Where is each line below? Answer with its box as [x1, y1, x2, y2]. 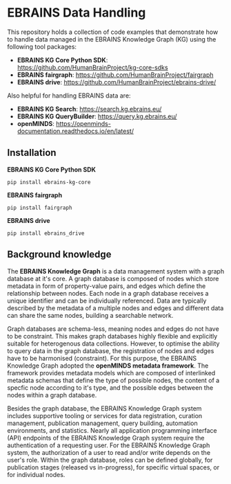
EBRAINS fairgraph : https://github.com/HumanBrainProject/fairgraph [17, 71, 214, 79]
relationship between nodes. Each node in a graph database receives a [7, 289, 209, 297]
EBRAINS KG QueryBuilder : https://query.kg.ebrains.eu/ [17, 112, 177, 120]
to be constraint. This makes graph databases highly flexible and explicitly [7, 332, 218, 340]
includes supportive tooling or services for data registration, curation [7, 411, 203, 420]
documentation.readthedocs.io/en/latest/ [17, 127, 134, 135]
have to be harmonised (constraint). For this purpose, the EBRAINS [7, 354, 197, 362]
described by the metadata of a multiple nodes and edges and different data [7, 303, 224, 312]
